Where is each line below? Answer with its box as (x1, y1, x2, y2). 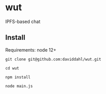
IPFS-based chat (5, 18, 41, 25)
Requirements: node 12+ (5, 46, 57, 53)
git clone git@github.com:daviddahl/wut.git (5, 57, 101, 62)
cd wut (5, 65, 19, 70)
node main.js (5, 83, 33, 88)
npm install (5, 75, 31, 80)
